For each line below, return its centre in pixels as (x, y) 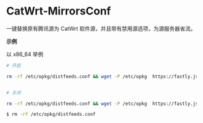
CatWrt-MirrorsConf (59, 11)
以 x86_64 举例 (25, 54)
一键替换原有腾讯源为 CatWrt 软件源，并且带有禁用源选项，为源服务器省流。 (101, 28)
